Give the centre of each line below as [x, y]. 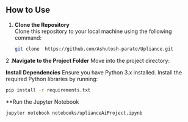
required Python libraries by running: [52, 79]
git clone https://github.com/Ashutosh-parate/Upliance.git [94, 49]
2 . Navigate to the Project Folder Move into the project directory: [88, 60]
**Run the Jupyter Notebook [42, 102]
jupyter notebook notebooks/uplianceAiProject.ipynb [74, 113]
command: [28, 38]
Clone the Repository [42, 24]
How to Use [28, 10]
